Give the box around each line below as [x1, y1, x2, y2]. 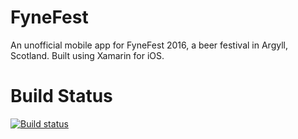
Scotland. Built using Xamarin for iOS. [10, 49, 165, 61]
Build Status [10, 85, 113, 108]
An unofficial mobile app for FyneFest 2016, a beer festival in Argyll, [10, 39, 288, 51]
